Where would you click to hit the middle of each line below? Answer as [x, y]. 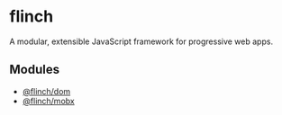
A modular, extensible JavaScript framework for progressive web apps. [141, 41]
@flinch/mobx [48, 101]
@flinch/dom [46, 91]
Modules [35, 70]
